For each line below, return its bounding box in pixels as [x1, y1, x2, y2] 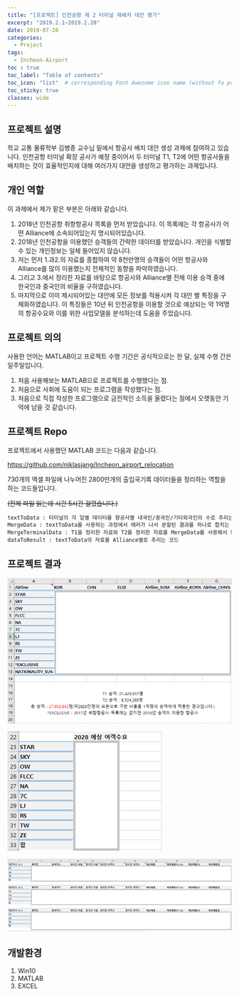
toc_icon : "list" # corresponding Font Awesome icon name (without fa [7, 79, 224, 86]
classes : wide [7, 94, 50, 101]
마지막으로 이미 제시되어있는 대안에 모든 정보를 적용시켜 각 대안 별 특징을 [17, 291, 219, 299]
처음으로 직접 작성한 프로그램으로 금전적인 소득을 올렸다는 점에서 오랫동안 [17, 394, 222, 402]
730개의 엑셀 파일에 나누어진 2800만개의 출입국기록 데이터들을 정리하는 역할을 [7, 475, 226, 483]
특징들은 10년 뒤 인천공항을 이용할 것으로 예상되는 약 [68, 299, 215, 308]
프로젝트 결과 [7, 558, 62, 570]
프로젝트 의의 [7, 332, 62, 344]
